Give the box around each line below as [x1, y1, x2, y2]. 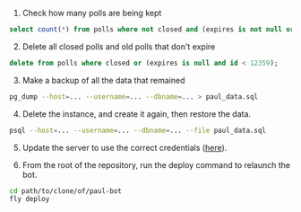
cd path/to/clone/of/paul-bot [9, 186, 123, 196]
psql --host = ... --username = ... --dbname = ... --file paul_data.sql [9, 126, 267, 135]
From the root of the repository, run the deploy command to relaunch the [21, 159, 291, 170]
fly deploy [9, 195, 50, 204]
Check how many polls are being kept [21, 8, 162, 18]
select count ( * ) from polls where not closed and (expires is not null [9, 25, 282, 34]
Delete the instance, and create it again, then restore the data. [21, 108, 252, 119]
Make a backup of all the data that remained [21, 75, 185, 85]
